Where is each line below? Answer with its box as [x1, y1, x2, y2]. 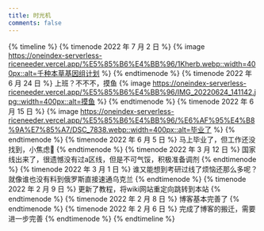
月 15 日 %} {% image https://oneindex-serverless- [8, 106, 174, 116]
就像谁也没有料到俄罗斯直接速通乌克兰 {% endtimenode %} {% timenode [8, 174, 247, 184]
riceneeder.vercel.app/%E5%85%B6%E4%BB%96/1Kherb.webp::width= [8, 59, 247, 68]
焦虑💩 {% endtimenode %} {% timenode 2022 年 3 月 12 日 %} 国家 [35, 144, 256, 154]
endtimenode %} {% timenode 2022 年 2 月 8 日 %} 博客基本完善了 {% [8, 194, 240, 203]
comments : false [8, 19, 62, 27]
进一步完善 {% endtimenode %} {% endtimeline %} [8, 214, 176, 223]
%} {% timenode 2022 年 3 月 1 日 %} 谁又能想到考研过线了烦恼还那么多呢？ [8, 164, 258, 174]
